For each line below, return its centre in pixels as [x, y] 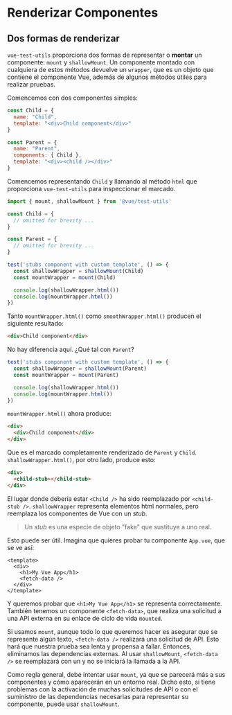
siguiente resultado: [35, 324]
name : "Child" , [35, 117]
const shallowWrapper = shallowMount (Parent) [80, 369]
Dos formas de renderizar [63, 38]
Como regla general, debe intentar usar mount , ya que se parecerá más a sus [116, 674]
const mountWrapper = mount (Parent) [66, 375]
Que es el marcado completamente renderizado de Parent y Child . [102, 452]
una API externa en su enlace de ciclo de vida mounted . [85, 618]
